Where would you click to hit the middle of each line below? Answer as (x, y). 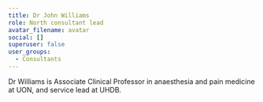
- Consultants (38, 60)
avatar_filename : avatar (49, 30)
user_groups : (30, 52)
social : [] (26, 37)
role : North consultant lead (56, 23)
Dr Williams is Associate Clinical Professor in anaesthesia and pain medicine (131, 81)
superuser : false (37, 45)
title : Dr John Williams (49, 15)
